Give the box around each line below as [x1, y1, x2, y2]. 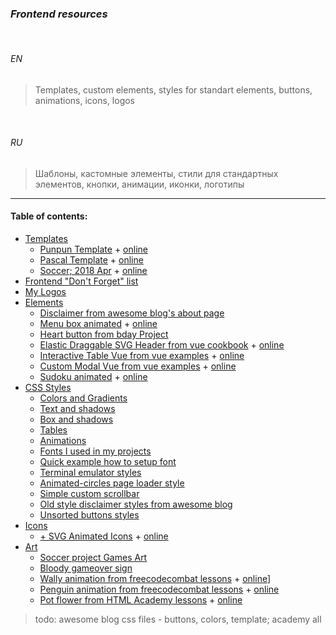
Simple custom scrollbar [39, 487, 140, 499]
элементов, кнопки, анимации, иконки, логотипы [34, 178, 245, 190]
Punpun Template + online [39, 243, 148, 255]
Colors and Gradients [39, 392, 128, 404]
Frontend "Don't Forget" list [24, 275, 139, 287]
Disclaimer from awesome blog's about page [39, 307, 225, 319]
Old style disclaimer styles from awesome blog [39, 498, 233, 510]
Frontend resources [10, 7, 108, 21]
